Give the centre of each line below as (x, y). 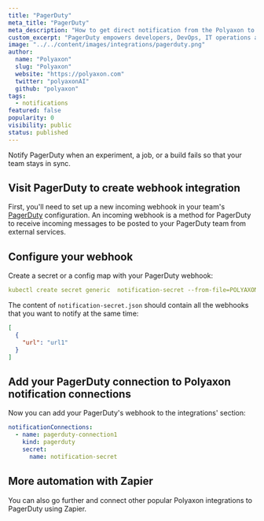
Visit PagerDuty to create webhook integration (125, 188)
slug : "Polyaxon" (44, 67)
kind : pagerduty (49, 442)
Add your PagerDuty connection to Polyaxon (120, 381)
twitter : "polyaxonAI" (52, 81)
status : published (38, 132)
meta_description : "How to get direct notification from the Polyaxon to (132, 30)
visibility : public (40, 125)
